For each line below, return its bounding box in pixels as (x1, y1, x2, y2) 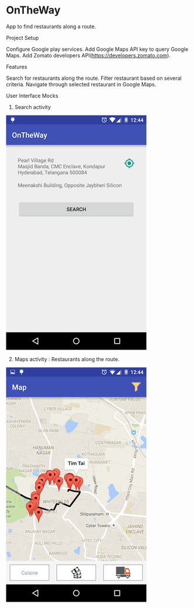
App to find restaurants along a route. (6, 23, 96, 30)
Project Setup (6, 34, 39, 41)
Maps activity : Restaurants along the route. (14, 355, 120, 362)
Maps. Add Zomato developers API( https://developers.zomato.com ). (6, 52, 171, 59)
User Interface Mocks (6, 92, 58, 99)
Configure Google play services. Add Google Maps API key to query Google (6, 45, 189, 53)
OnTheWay (6, 4, 61, 17)
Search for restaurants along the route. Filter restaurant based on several (6, 74, 182, 81)
